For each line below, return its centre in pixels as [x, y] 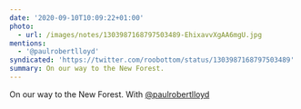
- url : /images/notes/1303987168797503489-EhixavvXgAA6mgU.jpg [140, 35]
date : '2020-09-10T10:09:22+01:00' [77, 18]
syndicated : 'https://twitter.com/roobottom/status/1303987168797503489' [152, 60]
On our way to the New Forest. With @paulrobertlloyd [110, 94]
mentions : [28, 43]
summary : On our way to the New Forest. [87, 69]
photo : [22, 26]
